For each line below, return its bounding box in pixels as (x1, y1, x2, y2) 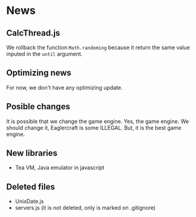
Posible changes (6, 101, 71, 112)
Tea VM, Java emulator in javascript (15, 164, 105, 172)
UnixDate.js (15, 198, 44, 205)
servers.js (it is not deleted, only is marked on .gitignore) (15, 204, 156, 212)
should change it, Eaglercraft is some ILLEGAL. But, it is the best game (6, 124, 181, 131)
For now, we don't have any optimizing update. (6, 84, 123, 91)
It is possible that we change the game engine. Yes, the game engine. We (6, 118, 189, 125)
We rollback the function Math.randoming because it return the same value (6, 44, 191, 51)
